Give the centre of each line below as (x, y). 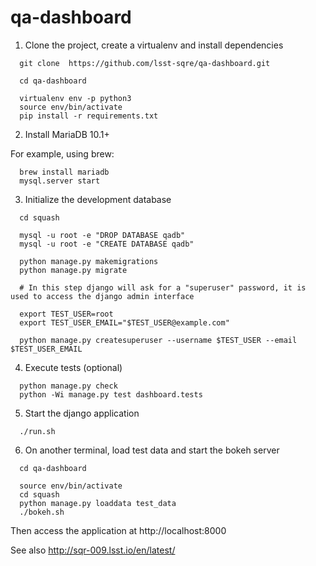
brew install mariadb (64, 172)
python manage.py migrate (73, 270)
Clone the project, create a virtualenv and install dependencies (154, 45)
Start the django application (82, 413)
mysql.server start (60, 181)
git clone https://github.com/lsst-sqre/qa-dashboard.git (145, 63)
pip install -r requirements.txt (89, 116)
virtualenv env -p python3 (75, 98)
